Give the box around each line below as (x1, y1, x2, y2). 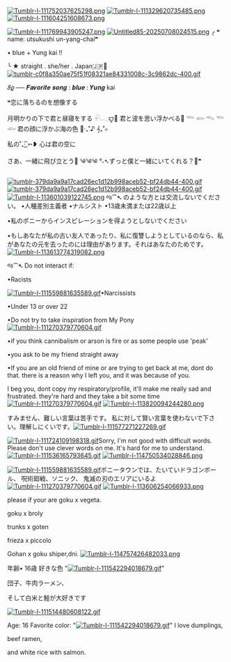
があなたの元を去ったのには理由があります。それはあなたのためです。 (7, 240, 207, 248)
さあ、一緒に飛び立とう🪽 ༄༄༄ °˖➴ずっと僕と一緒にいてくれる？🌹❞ (7, 157, 202, 165)
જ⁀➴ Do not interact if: (7, 261, 74, 270)
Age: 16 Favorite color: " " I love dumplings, (7, 621, 223, 629)
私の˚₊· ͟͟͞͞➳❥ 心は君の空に (7, 140, 77, 148)
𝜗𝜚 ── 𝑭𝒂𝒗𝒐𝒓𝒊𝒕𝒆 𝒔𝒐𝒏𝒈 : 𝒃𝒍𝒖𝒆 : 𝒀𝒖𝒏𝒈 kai (7, 84, 115, 91)
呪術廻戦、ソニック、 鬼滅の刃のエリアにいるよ (20, 475, 157, 482)
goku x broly (7, 509, 43, 517)
